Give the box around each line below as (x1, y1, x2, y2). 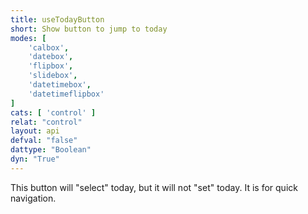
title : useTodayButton (10, 14, 105, 25)
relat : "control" (10, 117, 83, 127)
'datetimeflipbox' (28, 89, 105, 99)
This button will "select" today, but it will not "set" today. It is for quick (10, 181, 298, 193)
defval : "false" (10, 136, 78, 146)
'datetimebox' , (28, 80, 92, 90)
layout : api (10, 126, 60, 136)
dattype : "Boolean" (10, 145, 92, 155)
